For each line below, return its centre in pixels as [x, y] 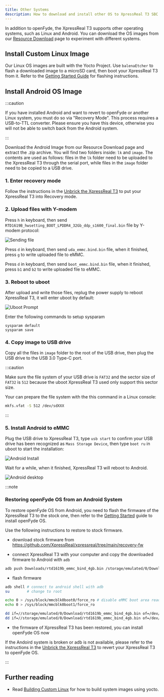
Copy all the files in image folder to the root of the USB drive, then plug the [79, 353]
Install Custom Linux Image [47, 54]
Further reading [29, 678]
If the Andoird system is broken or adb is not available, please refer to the [79, 642]
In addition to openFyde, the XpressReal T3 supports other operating [74, 28]
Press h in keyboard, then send [36, 220]
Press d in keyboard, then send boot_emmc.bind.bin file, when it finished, [78, 264]
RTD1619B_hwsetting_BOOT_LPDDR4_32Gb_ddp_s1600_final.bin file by [72, 225]
